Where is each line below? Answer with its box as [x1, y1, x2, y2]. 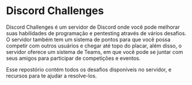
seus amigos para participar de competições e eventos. [6, 55, 141, 62]
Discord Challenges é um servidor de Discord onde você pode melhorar [6, 23, 180, 30]
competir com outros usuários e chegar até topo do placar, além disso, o [6, 42, 182, 49]
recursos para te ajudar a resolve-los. [6, 72, 97, 79]
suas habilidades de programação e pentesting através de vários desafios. [6, 29, 187, 36]
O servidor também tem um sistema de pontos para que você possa [6, 36, 171, 43]
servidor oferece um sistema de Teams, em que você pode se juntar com [6, 48, 183, 55]
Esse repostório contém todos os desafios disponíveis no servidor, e [6, 66, 172, 73]
